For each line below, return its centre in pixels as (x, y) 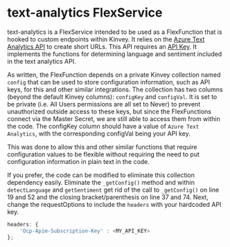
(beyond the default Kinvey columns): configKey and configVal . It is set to (112, 97)
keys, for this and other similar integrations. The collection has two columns (115, 89)
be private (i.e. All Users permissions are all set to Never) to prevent (104, 104)
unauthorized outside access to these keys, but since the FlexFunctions (109, 111)
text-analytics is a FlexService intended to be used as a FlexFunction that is (115, 32)
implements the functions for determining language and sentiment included (115, 54)
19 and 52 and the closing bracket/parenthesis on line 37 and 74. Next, (108, 197)
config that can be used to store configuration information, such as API (108, 82)
